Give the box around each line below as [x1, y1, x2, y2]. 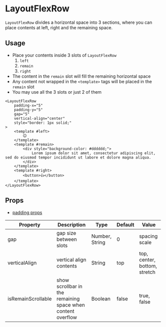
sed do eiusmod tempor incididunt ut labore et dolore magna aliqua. [5, 155, 152, 160]
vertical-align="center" [14, 116, 65, 121]
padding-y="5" [14, 107, 43, 112]
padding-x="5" [14, 103, 43, 108]
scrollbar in [56, 283, 83, 290]
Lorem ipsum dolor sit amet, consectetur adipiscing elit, [31, 151, 156, 156]
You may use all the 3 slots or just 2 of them [12, 89, 102, 95]
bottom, [139, 262, 157, 269]
